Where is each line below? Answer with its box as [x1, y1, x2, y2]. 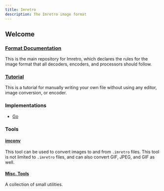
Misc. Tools [5, 170, 29, 176]
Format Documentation [5, 45, 61, 52]
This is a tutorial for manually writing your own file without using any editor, [5, 85, 157, 91]
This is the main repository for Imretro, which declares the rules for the [5, 56, 148, 62]
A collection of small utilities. [5, 182, 63, 188]
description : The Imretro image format [5, 12, 87, 17]
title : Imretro [5, 7, 36, 12]
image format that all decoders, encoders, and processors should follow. [5, 61, 152, 67]
